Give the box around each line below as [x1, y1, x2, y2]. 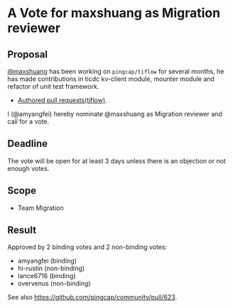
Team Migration [17, 204, 64, 212]
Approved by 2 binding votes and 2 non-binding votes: [7, 243, 168, 251]
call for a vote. [7, 117, 50, 126]
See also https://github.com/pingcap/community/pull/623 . [7, 293, 178, 302]
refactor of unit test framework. [7, 82, 99, 90]
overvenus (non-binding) [17, 279, 91, 288]
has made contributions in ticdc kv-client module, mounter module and [7, 75, 215, 83]
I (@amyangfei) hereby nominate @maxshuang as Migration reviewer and [7, 110, 222, 118]
